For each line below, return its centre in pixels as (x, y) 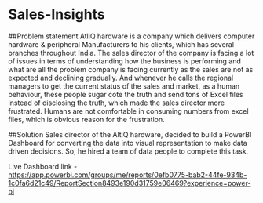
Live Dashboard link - (43, 166)
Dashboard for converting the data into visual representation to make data (128, 143)
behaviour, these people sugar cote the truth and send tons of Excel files (126, 94)
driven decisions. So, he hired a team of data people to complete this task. (128, 151)
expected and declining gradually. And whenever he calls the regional (121, 78)
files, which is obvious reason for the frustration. (86, 119)
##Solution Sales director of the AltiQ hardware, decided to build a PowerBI (130, 134)
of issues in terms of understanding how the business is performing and (125, 61)
